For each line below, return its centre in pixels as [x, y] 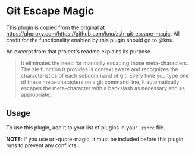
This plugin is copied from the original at [56, 27]
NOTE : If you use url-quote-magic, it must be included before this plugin [95, 139]
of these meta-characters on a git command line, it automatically [100, 82]
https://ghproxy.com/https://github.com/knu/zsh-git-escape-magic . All [93, 33]
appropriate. [36, 94]
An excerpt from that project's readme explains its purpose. [79, 51]
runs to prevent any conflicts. [42, 145]
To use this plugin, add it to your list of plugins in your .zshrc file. [86, 127]
